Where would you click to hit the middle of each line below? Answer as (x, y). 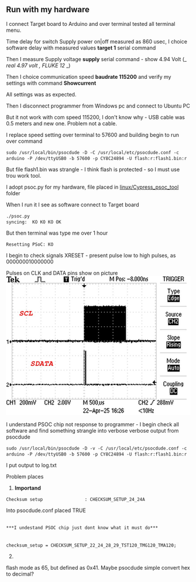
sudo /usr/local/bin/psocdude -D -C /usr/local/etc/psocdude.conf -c (93, 152)
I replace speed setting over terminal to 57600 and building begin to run (93, 135)
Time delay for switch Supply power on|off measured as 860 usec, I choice (97, 41)
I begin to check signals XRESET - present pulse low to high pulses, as (91, 255)
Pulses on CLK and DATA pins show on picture (62, 273)
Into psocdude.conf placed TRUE (46, 510)
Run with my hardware (48, 10)
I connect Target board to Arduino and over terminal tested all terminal (91, 24)
